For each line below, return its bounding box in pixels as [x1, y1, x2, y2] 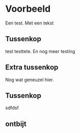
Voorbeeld [5, 3, 51, 15]
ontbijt [5, 119, 27, 128]
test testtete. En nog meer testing [5, 48, 75, 54]
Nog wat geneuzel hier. [5, 76, 55, 83]
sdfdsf [5, 105, 19, 111]
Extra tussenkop [5, 63, 59, 72]
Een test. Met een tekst [5, 20, 54, 26]
